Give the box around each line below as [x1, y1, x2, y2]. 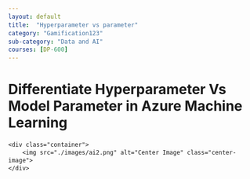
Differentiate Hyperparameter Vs [8, 81, 226, 98]
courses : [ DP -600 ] [8, 46, 68, 54]
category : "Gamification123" [8, 29, 103, 37]
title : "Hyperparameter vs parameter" [8, 20, 139, 29]
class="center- [187, 149, 237, 157]
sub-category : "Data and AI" [8, 38, 103, 46]
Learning [8, 114, 68, 132]
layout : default [8, 13, 61, 20]
